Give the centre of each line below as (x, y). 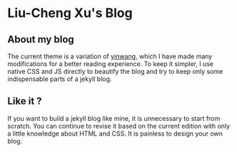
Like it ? (25, 101)
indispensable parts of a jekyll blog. (60, 79)
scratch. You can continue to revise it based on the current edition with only (119, 126)
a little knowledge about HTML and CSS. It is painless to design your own (115, 134)
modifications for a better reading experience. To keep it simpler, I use (111, 64)
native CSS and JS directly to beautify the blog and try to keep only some (115, 71)
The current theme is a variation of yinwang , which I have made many (110, 56)
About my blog (41, 39)
